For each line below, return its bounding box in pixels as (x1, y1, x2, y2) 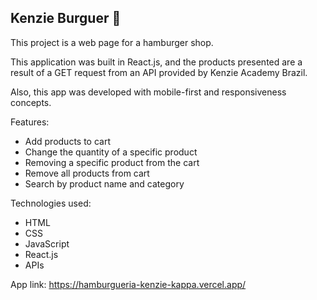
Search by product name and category (24, 177, 185, 190)
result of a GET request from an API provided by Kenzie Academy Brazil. (10, 66, 308, 78)
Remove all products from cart (24, 167, 150, 179)
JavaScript (24, 237, 70, 250)
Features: (10, 116, 50, 128)
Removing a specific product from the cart (24, 156, 200, 168)
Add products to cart (24, 135, 112, 147)
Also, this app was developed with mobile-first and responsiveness (10, 86, 287, 98)
